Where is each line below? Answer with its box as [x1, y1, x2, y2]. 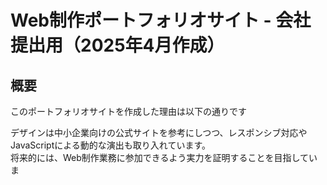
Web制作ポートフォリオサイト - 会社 [10, 9, 312, 32]
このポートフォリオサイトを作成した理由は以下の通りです [10, 106, 247, 117]
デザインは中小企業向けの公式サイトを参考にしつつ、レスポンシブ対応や [10, 127, 308, 138]
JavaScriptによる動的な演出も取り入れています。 [10, 139, 211, 151]
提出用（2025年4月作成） [10, 34, 225, 57]
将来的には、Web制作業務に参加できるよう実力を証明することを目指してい [10, 152, 318, 163]
